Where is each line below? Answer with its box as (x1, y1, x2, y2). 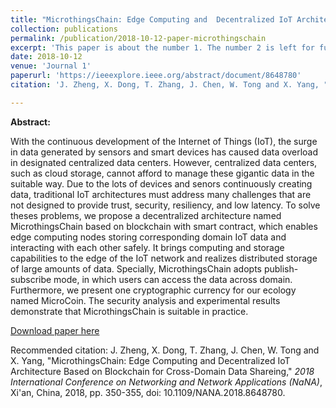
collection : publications (10, 24, 118, 34)
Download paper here (10, 324, 100, 336)
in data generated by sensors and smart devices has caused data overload (10, 146, 318, 158)
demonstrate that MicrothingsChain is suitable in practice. (10, 305, 249, 317)
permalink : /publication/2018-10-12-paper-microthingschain (10, 33, 267, 43)
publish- (263, 262, 299, 275)
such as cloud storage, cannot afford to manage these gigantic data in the (10, 167, 315, 179)
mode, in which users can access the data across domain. (53, 273, 293, 285)
